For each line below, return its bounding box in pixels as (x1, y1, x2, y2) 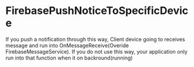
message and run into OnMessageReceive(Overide (5, 42, 129, 49)
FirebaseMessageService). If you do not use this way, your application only (5, 48, 188, 55)
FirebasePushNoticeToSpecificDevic (5, 4, 189, 17)
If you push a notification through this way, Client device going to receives (5, 36, 186, 43)
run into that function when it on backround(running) (5, 54, 133, 61)
